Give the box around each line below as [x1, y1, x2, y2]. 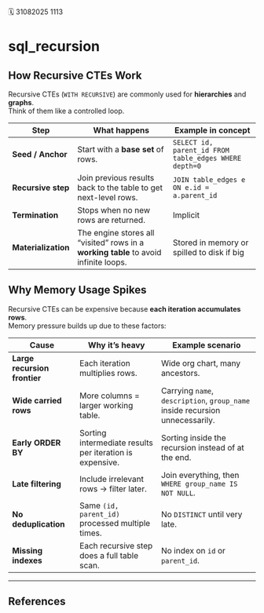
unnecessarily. [160, 414, 215, 425]
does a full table [79, 549, 139, 560]
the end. [160, 451, 192, 462]
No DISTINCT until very [160, 509, 243, 520]
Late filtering [12, 478, 61, 489]
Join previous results [77, 173, 155, 183]
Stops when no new [77, 205, 151, 215]
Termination [12, 210, 59, 221]
